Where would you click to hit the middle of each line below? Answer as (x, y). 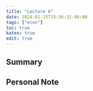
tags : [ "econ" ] (25, 22)
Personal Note (32, 82)
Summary (24, 62)
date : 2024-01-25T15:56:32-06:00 (47, 17)
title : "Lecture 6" (30, 11)
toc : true (18, 28)
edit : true (19, 38)
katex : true (20, 33)
